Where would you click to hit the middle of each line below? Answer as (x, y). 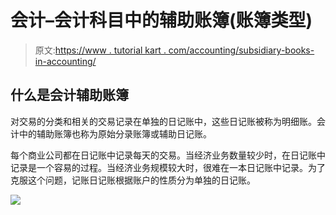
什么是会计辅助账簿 (69, 95)
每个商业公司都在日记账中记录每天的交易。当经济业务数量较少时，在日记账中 (168, 155)
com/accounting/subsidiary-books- (241, 50)
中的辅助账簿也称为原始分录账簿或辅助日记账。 (115, 133)
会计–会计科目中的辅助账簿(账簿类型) (161, 20)
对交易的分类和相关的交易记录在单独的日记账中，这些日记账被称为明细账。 (163, 121)
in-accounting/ (65, 61)
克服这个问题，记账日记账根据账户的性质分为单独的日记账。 (133, 180)
